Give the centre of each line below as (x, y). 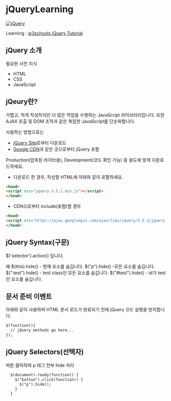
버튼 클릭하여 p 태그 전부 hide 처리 (40, 365)
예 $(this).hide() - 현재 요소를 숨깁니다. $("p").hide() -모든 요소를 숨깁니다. (80, 266)
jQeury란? (22, 102)
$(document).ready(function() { (45, 375)
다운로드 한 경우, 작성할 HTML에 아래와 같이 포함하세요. (68, 177)
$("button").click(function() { (49, 379)
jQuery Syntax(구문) (38, 243)
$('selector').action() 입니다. (35, 256)
